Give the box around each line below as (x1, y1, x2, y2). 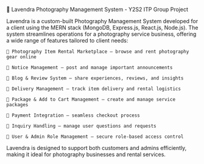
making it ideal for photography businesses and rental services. (6, 151, 166, 158)
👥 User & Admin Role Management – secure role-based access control (6, 134, 184, 140)
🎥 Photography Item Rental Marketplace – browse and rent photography (6, 49, 189, 55)
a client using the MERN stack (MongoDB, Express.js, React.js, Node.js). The (6, 24, 199, 31)
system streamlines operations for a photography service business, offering (6, 30, 197, 38)
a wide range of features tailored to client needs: (6, 37, 128, 44)
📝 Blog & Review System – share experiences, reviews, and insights (6, 75, 184, 81)
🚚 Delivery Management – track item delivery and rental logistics (6, 86, 181, 92)
